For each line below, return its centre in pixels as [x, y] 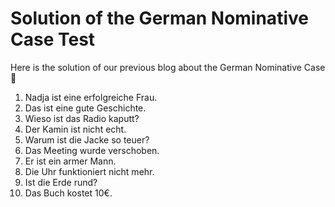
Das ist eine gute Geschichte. [85, 108]
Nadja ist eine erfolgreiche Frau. [91, 97]
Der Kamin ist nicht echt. [75, 129]
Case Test [53, 39]
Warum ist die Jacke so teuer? [87, 139]
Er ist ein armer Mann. [70, 161]
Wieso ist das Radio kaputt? [82, 118]
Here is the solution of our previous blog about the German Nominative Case [168, 67]
